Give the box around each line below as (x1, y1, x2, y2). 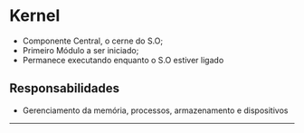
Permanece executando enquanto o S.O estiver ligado (22, 54, 224, 65)
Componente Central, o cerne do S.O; (22, 35, 164, 46)
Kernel (9, 5, 61, 26)
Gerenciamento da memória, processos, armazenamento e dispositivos (22, 105, 289, 116)
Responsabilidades (9, 81, 120, 96)
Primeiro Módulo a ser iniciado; (22, 44, 139, 55)
